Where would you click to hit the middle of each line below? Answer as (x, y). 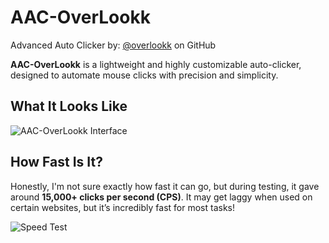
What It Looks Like (69, 106)
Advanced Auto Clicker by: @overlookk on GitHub (113, 45)
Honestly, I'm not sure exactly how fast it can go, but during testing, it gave (165, 186)
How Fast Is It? (56, 162)
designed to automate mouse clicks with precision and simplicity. (144, 75)
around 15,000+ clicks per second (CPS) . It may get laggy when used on (161, 197)
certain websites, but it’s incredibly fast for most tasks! (123, 207)
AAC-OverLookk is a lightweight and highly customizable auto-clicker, (156, 64)
